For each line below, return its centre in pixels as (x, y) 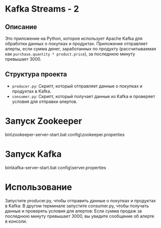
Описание (21, 27)
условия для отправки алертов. (44, 101)
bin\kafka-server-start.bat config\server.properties (56, 167)
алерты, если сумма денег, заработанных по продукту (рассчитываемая (80, 49)
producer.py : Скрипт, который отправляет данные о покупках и (77, 86)
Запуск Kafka (33, 154)
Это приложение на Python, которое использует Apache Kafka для (74, 38)
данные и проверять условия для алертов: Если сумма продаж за (73, 211)
